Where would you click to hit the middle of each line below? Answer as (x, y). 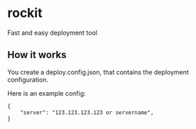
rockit (25, 13)
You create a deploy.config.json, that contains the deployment (98, 72)
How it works (37, 55)
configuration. (28, 79)
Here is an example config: (47, 93)
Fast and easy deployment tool (53, 33)
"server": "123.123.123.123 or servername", (87, 112)
